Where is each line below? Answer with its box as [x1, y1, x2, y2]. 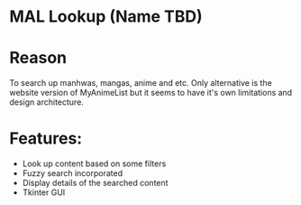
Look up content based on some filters [22, 158, 167, 169]
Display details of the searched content [22, 178, 169, 189]
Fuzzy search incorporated [22, 168, 123, 179]
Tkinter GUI [22, 187, 66, 198]
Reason [9, 48, 68, 69]
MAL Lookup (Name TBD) [9, 6, 203, 27]
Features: [9, 128, 83, 149]
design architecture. [9, 97, 84, 107]
